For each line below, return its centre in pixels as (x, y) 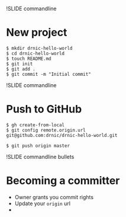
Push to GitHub (44, 109)
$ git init (20, 64)
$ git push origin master (38, 146)
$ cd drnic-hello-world (35, 53)
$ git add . (21, 69)
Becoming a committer (63, 181)
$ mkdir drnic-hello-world (39, 48)
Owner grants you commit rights (54, 197)
